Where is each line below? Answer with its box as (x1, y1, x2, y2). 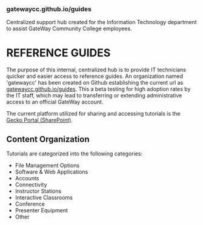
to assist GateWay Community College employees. (6, 25, 132, 32)
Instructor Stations (15, 187, 62, 195)
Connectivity (15, 181, 47, 189)
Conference (15, 200, 45, 207)
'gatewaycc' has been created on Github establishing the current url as (6, 79, 184, 86)
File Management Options (15, 162, 80, 169)
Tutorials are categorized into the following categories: (6, 150, 143, 157)
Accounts (15, 175, 39, 182)
